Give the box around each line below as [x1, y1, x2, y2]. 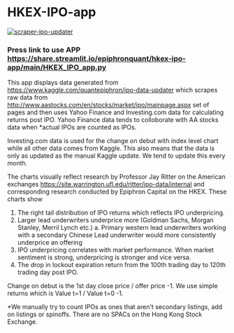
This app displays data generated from [7, 79, 119, 87]
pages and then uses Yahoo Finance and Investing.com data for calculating [7, 108, 224, 116]
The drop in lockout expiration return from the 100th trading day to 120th [17, 261, 226, 269]
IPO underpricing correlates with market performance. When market [17, 246, 214, 254]
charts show [7, 195, 43, 203]
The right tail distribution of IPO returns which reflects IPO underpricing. [17, 208, 225, 217]
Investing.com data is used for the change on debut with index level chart [7, 137, 219, 145]
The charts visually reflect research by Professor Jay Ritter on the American [7, 172, 226, 181]
